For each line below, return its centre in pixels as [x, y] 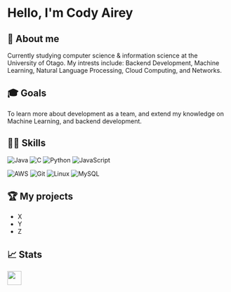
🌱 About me [33, 39]
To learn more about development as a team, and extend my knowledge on [116, 113]
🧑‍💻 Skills [27, 143]
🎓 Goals [27, 93]
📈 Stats [25, 255]
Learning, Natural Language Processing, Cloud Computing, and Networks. [115, 70]
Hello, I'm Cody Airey [70, 13]
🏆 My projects [40, 196]
